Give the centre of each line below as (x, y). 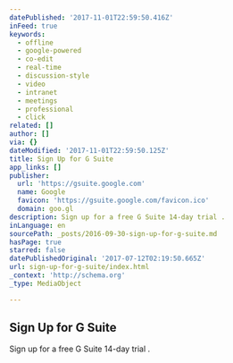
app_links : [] (36, 167)
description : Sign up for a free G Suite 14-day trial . (117, 217)
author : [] (29, 134)
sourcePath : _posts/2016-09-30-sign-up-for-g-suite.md (113, 233)
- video (32, 84)
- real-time (40, 68)
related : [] (31, 126)
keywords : (28, 34)
